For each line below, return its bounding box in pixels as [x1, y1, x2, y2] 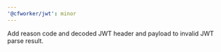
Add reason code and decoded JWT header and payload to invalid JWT [7, 29, 215, 37]
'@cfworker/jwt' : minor [7, 10, 77, 17]
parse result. [7, 36, 44, 45]
